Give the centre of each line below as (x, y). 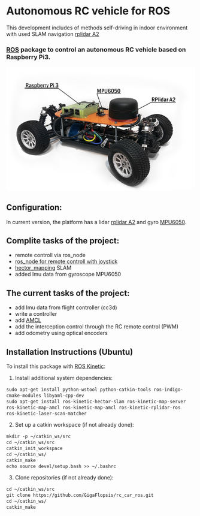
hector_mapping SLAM (43, 268)
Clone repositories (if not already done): (64, 477)
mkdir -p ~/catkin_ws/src (38, 436)
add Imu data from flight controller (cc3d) (66, 307)
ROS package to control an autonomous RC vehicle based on (96, 49)
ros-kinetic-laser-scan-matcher (46, 414)
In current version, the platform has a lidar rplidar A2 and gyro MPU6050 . (96, 222)
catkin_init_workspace (34, 448)
